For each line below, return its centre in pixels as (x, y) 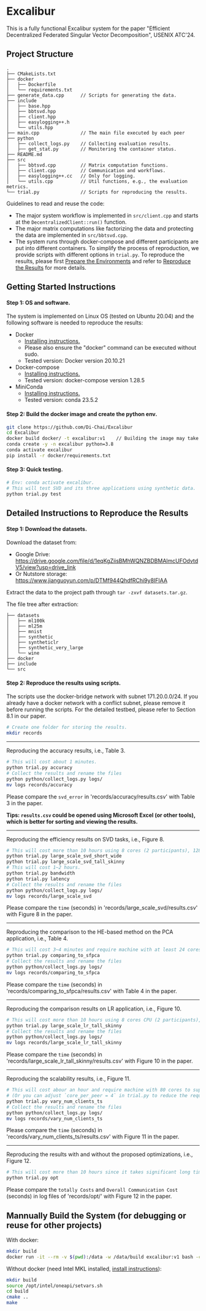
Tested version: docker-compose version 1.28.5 (85, 380)
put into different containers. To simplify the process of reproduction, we (107, 248)
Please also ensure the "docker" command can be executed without (110, 348)
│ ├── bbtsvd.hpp (31, 111)
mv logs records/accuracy (39, 785)
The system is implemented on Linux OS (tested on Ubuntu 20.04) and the (100, 316)
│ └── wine (23, 653)
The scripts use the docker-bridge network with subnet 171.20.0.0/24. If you (102, 696)
